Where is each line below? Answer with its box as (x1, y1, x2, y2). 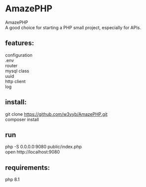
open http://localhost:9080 (5, 149, 60, 155)
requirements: (5, 163, 50, 172)
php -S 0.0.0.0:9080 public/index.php (5, 144, 82, 150)
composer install (5, 116, 39, 122)
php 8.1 (5, 177, 20, 183)
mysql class (5, 68, 30, 74)
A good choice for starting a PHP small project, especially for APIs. (5, 24, 141, 30)
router (5, 62, 18, 68)
